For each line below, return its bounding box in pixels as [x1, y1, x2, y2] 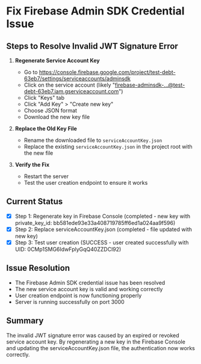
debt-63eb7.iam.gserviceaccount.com [23, 88, 119, 94]
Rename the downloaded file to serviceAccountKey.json [23, 137, 162, 144]
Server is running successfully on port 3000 [14, 298, 125, 305]
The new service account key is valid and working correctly [14, 285, 163, 292]
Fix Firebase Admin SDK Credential [6, 4, 185, 18]
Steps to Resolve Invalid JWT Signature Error [6, 41, 179, 51]
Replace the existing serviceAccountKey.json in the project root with [23, 143, 193, 150]
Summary [6, 316, 44, 326]
